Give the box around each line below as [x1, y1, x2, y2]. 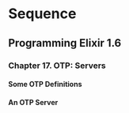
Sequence [8, 5, 77, 23]
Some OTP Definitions [8, 80, 82, 89]
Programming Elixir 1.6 [8, 36, 122, 50]
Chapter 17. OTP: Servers [8, 60, 106, 71]
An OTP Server [8, 97, 59, 107]
